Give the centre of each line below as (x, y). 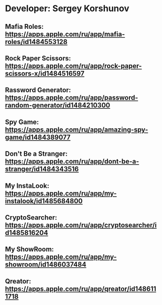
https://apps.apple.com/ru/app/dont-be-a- (72, 162)
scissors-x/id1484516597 (45, 73)
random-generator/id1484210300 (58, 105)
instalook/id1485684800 (44, 201)
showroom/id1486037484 (46, 265)
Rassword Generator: (38, 90)
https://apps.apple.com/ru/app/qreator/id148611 (81, 289)
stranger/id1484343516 (42, 169)
